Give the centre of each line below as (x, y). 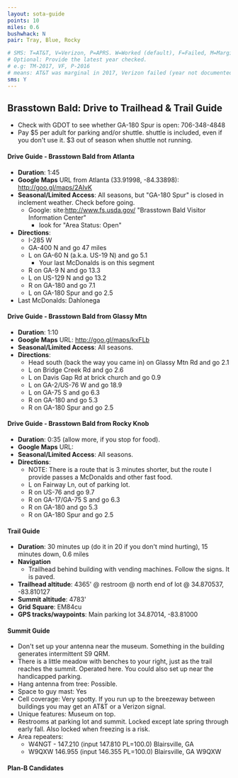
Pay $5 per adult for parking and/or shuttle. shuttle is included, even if (120, 133)
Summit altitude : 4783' (52, 599)
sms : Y (17, 79)
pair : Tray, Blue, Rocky (44, 40)
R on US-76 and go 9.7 (61, 492)
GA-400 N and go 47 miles (67, 247)
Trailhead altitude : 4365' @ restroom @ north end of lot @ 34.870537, (121, 585)
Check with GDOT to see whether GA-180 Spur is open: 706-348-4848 (121, 125)
